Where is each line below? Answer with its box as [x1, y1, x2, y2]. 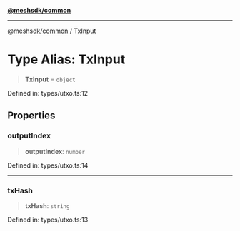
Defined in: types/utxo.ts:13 [7, 215, 89, 224]
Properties [7, 110, 56, 122]
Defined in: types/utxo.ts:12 [7, 88, 89, 97]
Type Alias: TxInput [7, 51, 126, 68]
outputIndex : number [24, 147, 86, 155]
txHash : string [24, 201, 70, 210]
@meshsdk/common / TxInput [7, 26, 96, 35]
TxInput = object [24, 75, 76, 83]
